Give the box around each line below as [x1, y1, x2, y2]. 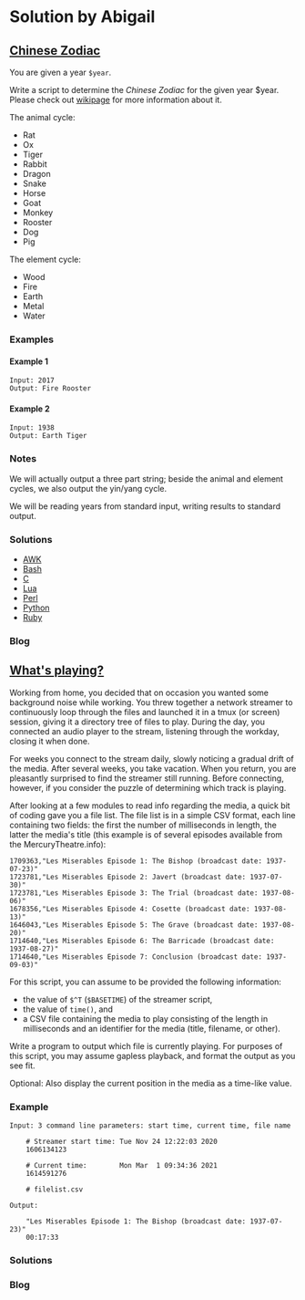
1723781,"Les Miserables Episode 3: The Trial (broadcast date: [9, 888, 259, 898]
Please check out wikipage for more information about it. [9, 94, 223, 105]
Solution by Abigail [9, 6, 156, 27]
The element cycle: [9, 254, 82, 265]
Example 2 [9, 403, 50, 414]
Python [22, 602, 50, 613]
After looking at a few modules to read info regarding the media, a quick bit [9, 800, 290, 811]
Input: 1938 [9, 423, 55, 432]
